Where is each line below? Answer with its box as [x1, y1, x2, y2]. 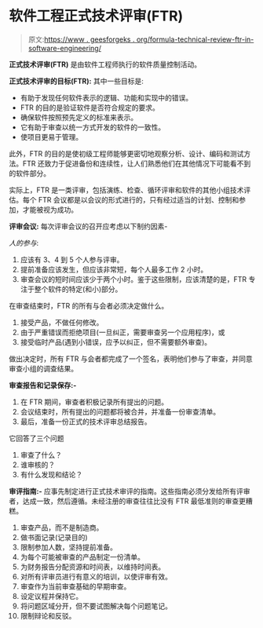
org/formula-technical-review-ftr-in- [136, 35, 254, 44]
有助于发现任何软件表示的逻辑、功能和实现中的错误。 [20, 93, 193, 102]
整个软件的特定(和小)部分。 [34, 284, 122, 294]
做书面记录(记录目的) [20, 532, 89, 542]
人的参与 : [9, 238, 39, 247]
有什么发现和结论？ [20, 469, 83, 479]
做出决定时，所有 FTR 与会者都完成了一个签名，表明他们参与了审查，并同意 [9, 354, 254, 363]
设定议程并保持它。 [20, 591, 83, 601]
